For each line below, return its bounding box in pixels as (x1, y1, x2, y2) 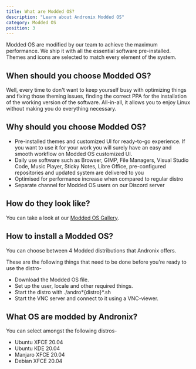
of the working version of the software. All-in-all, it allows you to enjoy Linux (6, 99, 191, 106)
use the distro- (6, 264, 42, 271)
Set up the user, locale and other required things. (14, 282, 133, 289)
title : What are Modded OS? (6, 8, 75, 15)
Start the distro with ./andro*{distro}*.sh (14, 288, 111, 295)
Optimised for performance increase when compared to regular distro (14, 175, 184, 182)
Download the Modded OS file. (14, 276, 89, 283)
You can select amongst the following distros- (6, 327, 117, 334)
